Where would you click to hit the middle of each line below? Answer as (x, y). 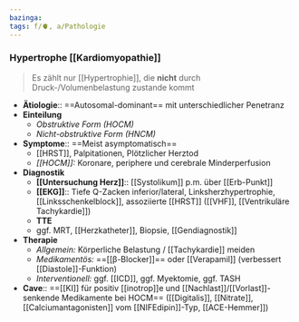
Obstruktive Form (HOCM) (85, 124)
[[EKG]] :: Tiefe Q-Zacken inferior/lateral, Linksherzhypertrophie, (155, 191)
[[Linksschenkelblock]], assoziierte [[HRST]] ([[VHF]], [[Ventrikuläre (163, 201)
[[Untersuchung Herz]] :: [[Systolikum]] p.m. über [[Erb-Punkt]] (154, 181)
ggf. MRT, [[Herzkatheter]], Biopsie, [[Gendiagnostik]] (136, 230)
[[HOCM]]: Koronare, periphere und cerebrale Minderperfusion (153, 162)
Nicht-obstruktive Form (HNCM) (96, 133)
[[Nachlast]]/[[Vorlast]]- (227, 288)
